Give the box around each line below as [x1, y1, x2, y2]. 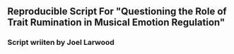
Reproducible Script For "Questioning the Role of [7, 6, 228, 18]
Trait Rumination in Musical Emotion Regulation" [7, 17, 226, 29]
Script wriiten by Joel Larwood [7, 38, 115, 48]
